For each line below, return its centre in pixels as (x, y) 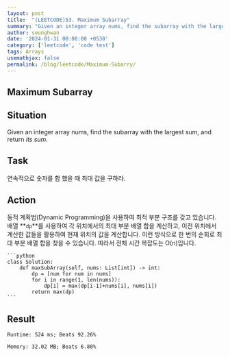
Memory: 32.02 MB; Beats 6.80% (52, 347)
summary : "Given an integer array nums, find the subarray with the (107, 26)
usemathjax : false (33, 58)
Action (22, 200)
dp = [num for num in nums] (72, 274)
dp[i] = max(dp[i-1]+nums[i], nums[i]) (100, 286)
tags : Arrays (26, 52)
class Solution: (30, 262)
